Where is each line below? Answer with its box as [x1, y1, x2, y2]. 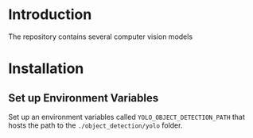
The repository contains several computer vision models [8, 32, 193, 41]
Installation [8, 59, 84, 78]
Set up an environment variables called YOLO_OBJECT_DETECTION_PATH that [8, 112, 245, 121]
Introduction [8, 6, 92, 24]
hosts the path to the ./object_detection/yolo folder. [8, 121, 183, 130]
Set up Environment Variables [8, 91, 159, 105]
